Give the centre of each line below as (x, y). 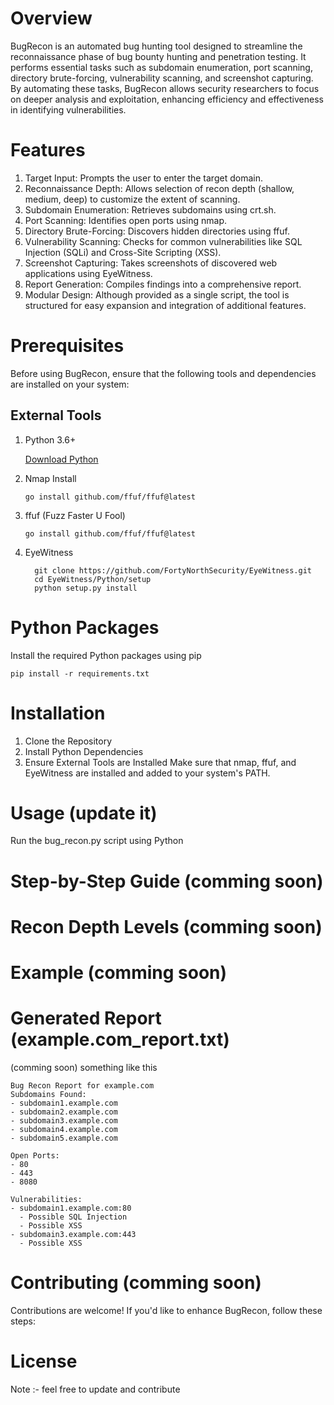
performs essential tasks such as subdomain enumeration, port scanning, (161, 67)
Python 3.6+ (50, 439)
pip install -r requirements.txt (80, 673)
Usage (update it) (84, 813)
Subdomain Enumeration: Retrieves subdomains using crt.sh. (150, 209)
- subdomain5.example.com (64, 1138)
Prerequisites (67, 346)
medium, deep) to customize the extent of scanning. (132, 199)
